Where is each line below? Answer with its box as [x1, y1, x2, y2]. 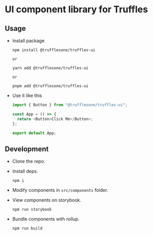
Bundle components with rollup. [12, 216, 80, 222]
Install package [12, 37, 45, 44]
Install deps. [12, 168, 39, 174]
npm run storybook [12, 207, 52, 212]
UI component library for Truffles [5, 4, 148, 15]
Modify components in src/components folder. [12, 187, 108, 193]
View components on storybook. [12, 197, 82, 203]
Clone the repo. [12, 158, 46, 165]
